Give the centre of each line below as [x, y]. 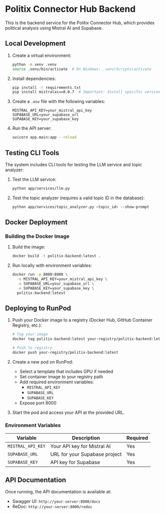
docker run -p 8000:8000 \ [40, 275]
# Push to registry [32, 348]
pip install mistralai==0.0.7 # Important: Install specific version [86, 92]
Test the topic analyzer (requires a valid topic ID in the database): [78, 198]
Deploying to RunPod [38, 309]
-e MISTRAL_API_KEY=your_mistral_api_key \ [62, 279]
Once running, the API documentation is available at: [58, 492]
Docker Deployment [36, 222]
